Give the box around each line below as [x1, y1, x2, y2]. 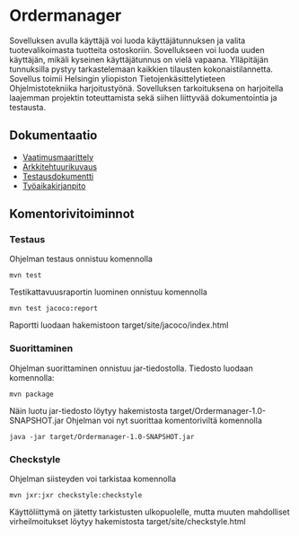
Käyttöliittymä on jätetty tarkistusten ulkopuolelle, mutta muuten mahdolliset [9, 506, 290, 517]
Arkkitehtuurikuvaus [22, 161, 97, 171]
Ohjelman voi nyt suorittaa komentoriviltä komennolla [66, 415, 263, 426]
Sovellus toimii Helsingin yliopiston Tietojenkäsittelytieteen [9, 73, 226, 83]
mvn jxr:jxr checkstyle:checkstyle [9, 491, 143, 500]
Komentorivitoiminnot [9, 206, 135, 222]
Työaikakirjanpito [22, 180, 86, 191]
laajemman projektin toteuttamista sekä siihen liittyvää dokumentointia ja [9, 92, 277, 103]
